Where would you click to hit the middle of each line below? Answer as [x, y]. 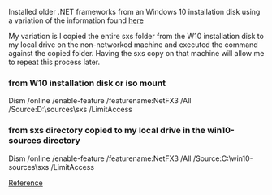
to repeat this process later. [54, 62]
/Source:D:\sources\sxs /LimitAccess [70, 110]
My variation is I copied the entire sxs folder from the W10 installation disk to [136, 36]
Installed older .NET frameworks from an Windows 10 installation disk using [134, 12]
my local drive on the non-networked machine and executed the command [133, 45]
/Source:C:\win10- [223, 158]
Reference [26, 183]
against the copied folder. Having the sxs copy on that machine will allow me [136, 53]
